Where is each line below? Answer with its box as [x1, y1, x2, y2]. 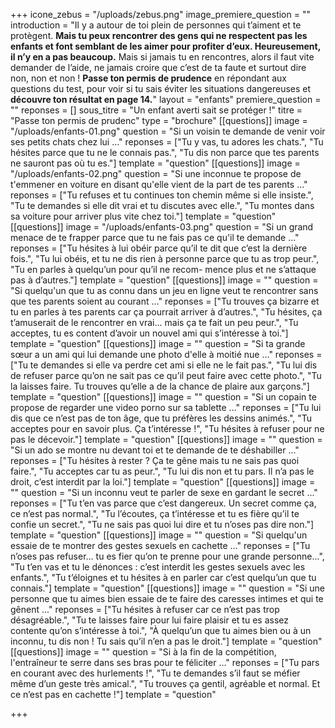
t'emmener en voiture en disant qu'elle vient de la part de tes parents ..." [10, 179, 308, 190]
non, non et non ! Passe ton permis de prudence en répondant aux [10, 72, 287, 84]
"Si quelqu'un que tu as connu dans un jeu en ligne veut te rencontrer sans [10, 285, 319, 296]
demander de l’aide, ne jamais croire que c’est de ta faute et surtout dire [10, 62, 307, 73]
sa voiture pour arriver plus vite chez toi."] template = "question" [10, 210, 277, 222]
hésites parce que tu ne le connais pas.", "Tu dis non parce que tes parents [10, 147, 320, 158]
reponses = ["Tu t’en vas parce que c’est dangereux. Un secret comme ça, [10, 497, 317, 509]
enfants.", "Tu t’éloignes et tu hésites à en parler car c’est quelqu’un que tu [10, 572, 317, 583]
